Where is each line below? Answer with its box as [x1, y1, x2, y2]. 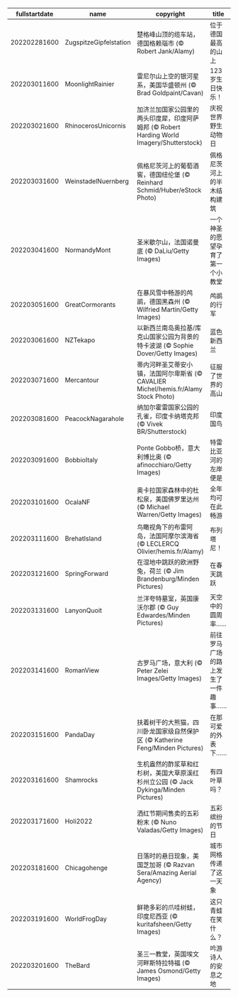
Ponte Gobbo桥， [137, 444, 188, 452]
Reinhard [137, 178, 163, 187]
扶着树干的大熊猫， [137, 718, 193, 726]
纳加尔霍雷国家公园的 [137, 403, 200, 411]
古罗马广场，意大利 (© [137, 658, 203, 668]
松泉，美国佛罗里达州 [137, 495, 200, 503]
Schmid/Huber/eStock [137, 186, 202, 194]
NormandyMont [64, 246, 111, 254]
